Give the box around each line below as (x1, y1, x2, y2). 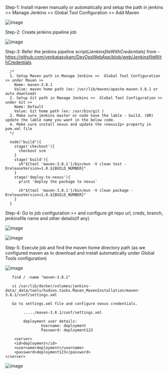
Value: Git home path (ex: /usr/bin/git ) (14, 109, 104, 114)
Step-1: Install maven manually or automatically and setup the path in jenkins (5, 5, 163, 10)
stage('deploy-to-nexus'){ (14, 175, 71, 180)
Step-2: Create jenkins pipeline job (5, 29, 77, 35)
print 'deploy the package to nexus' (18, 179, 98, 184)
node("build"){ (10, 139, 42, 144)
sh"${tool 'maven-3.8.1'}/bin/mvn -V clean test (18, 162, 122, 167)
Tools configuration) (5, 255, 47, 261)
